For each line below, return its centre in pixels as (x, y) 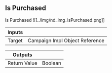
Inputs (15, 32)
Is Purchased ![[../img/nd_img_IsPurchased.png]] (55, 20)
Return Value (22, 63)
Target (15, 40)
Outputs (22, 55)
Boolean (52, 63)
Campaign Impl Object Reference (66, 40)
